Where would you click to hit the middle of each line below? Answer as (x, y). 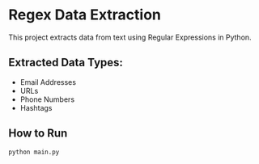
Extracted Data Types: (66, 63)
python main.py (34, 152)
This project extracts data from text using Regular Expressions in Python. (130, 37)
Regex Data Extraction (85, 15)
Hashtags (36, 107)
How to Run (38, 134)
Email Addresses (48, 82)
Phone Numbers (47, 99)
